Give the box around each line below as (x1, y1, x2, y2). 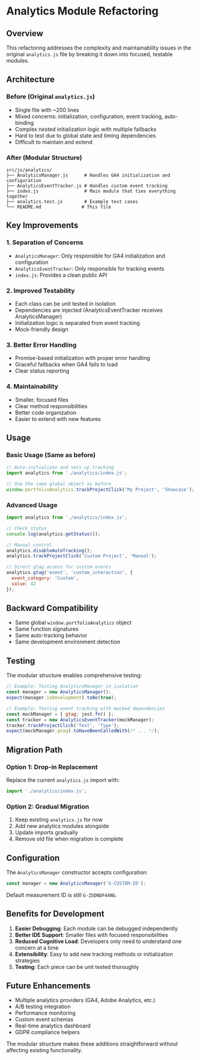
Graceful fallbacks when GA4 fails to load (14, 361, 118, 368)
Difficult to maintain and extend (14, 138, 93, 145)
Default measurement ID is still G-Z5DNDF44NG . (6, 891, 117, 898)
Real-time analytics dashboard (14, 1022, 91, 1029)
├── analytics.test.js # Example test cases (6, 198, 138, 204)
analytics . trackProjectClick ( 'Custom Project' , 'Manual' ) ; (6, 553, 157, 559)
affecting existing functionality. (6, 1047, 83, 1054)
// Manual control (6, 541, 52, 548)
